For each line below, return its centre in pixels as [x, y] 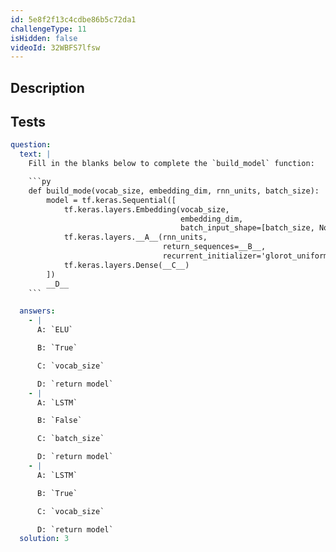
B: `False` [59, 421]
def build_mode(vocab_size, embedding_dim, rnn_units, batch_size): [174, 191]
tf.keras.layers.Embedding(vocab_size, [146, 209]
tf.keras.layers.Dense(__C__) [126, 265]
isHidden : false [44, 38]
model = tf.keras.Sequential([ [111, 200]
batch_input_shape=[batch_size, [247, 228]
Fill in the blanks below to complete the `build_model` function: [171, 164]
